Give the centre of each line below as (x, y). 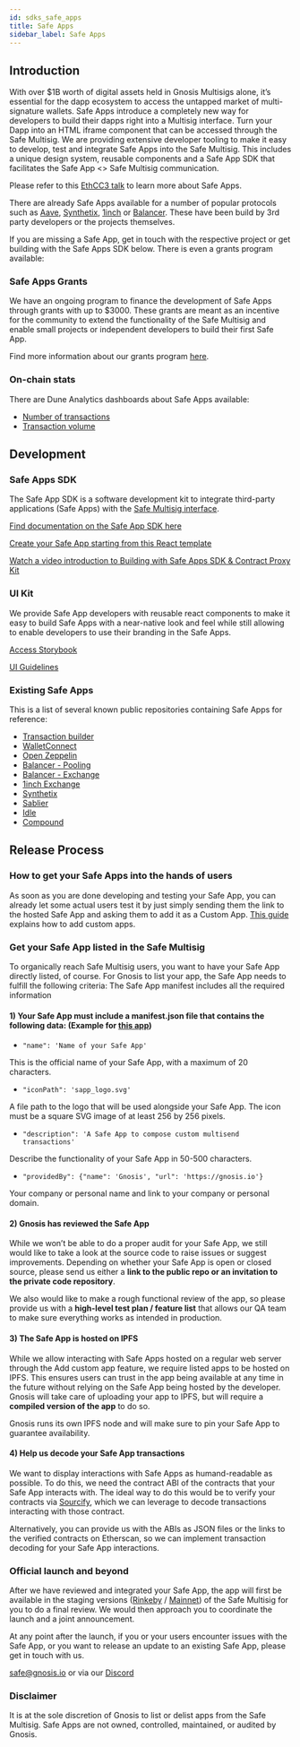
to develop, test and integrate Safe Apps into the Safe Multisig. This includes (150, 150)
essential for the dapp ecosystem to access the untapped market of (134, 102)
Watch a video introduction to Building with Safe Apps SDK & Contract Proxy (150, 561)
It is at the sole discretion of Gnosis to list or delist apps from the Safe (138, 1716)
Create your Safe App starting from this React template (111, 544)
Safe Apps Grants (48, 281)
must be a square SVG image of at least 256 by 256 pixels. (117, 1116)
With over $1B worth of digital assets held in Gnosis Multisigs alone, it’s (140, 92)
